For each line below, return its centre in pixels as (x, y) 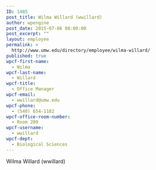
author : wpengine (28, 23)
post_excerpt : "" (28, 34)
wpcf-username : (25, 128)
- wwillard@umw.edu (36, 100)
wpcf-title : (21, 84)
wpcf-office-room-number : (38, 117)
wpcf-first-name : (28, 61)
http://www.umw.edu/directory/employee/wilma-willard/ (81, 51)
